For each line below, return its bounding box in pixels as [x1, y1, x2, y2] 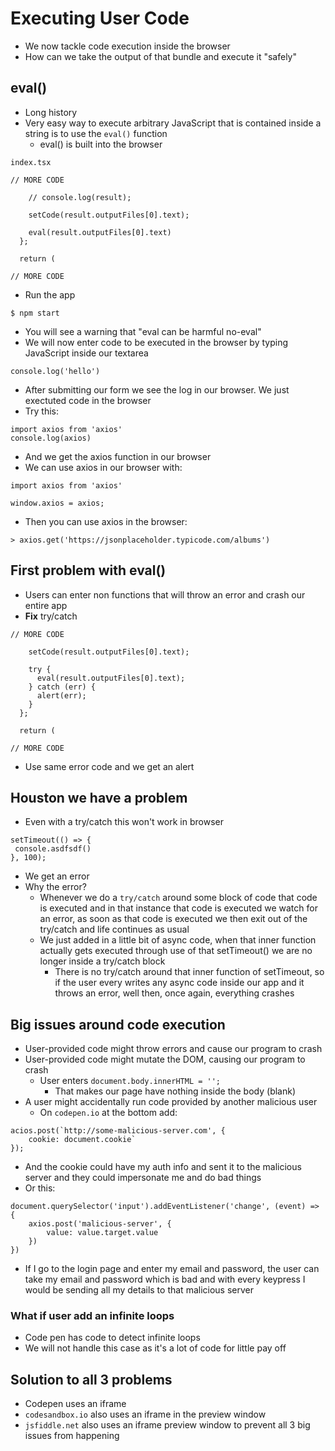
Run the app [24, 288, 76, 301]
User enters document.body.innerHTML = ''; [39, 1075, 222, 1087]
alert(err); [36, 690, 87, 701]
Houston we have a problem [10, 789, 188, 806]
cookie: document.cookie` [28, 1135, 137, 1145]
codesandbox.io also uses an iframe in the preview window [24, 1408, 267, 1421]
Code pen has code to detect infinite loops [24, 1332, 201, 1344]
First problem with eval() [10, 562, 167, 579]
